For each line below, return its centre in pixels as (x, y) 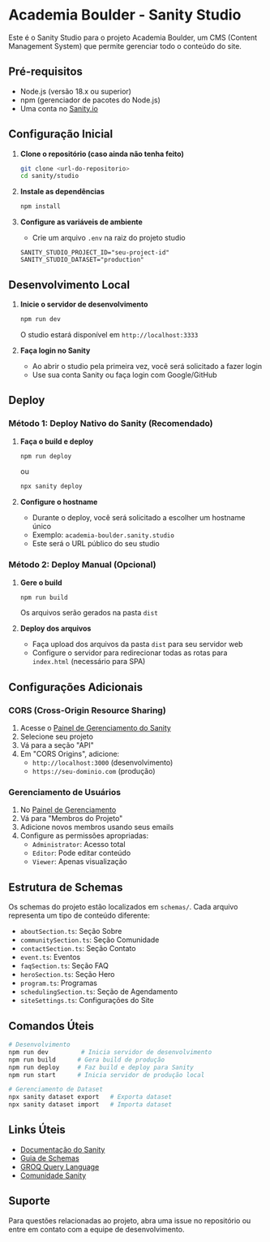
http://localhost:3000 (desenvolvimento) (103, 762)
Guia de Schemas (49, 1158)
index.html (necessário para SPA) (89, 662)
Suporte (29, 1201)
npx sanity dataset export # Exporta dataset (90, 1097)
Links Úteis (37, 1130)
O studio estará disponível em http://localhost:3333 (109, 334)
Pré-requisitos (46, 72)
